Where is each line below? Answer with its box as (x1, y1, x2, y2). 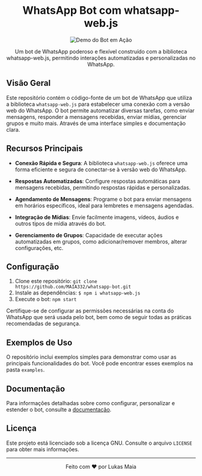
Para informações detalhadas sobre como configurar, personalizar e (6, 400, 176, 406)
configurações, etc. (14, 244, 64, 251)
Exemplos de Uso (6, 337, 73, 347)
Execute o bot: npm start (14, 296, 77, 303)
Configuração (6, 261, 60, 272)
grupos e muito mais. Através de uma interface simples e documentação (6, 120, 186, 127)
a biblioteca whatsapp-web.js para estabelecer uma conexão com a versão (6, 100, 191, 108)
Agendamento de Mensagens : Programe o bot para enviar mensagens (14, 195, 192, 203)
